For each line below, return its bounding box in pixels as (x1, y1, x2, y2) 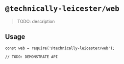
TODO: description (17, 18, 55, 24)
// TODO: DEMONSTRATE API (5, 54, 58, 59)
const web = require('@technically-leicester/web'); (5, 46, 115, 51)
